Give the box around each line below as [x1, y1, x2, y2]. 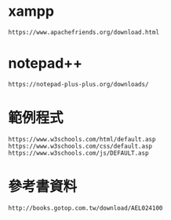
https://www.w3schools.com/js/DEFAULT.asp [8, 148, 149, 157]
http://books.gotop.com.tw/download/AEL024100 [8, 203, 163, 212]
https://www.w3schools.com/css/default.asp [8, 142, 153, 150]
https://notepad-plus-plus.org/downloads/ [8, 80, 149, 88]
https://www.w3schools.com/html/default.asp [8, 135, 156, 143]
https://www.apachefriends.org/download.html [8, 28, 159, 36]
